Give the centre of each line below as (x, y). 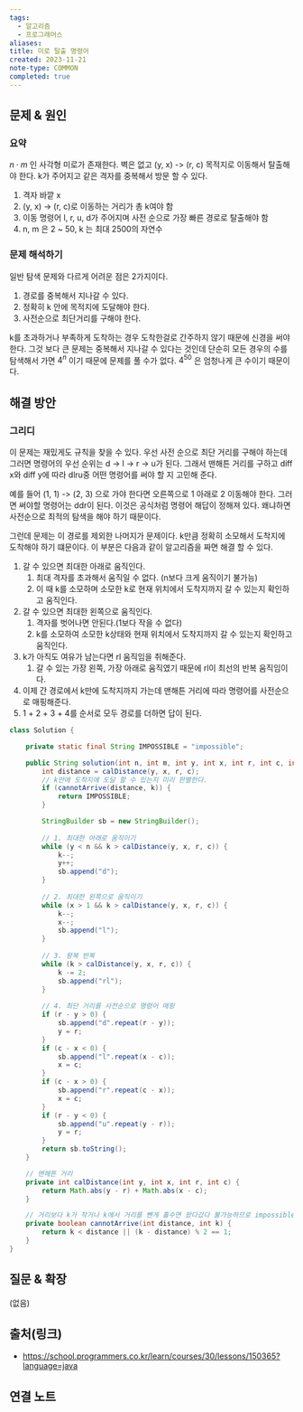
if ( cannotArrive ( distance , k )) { (106, 788)
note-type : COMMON (44, 69)
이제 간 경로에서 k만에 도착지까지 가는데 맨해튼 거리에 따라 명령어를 (140, 691)
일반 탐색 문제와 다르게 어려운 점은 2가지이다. (89, 276)
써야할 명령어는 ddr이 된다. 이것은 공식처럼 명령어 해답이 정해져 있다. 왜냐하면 (155, 505)
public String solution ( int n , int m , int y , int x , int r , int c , (155, 763)
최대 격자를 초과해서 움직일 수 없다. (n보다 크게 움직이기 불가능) (147, 578)
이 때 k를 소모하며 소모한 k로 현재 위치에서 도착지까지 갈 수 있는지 (151, 589)
